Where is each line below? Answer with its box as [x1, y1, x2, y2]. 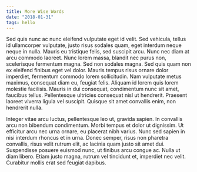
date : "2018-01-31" [6, 14, 54, 20]
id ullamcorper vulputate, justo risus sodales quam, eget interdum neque [6, 42, 182, 49]
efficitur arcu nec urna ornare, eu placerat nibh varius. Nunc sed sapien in [6, 128, 185, 135]
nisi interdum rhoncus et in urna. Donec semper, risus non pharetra [6, 134, 169, 141]
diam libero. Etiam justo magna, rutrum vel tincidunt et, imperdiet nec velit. [6, 153, 186, 160]
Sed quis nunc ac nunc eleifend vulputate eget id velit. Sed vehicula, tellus [6, 36, 186, 43]
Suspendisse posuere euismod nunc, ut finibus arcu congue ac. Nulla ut [6, 147, 181, 154]
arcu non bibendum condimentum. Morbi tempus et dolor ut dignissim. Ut [6, 122, 184, 129]
